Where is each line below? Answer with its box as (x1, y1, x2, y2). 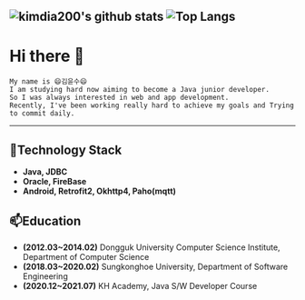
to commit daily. (9, 109, 75, 118)
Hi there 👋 (9, 45, 84, 66)
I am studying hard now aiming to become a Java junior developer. (9, 85, 271, 95)
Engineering (22, 270, 68, 282)
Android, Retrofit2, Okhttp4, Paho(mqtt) (22, 185, 177, 196)
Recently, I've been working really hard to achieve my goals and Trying (9, 101, 295, 110)
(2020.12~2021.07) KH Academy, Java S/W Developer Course (22, 280, 258, 291)
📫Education (9, 213, 82, 228)
